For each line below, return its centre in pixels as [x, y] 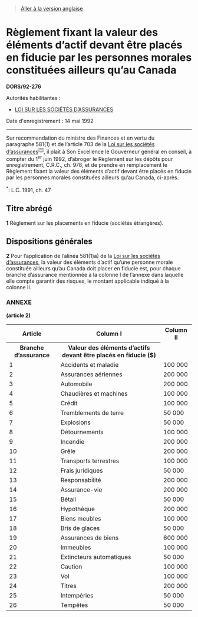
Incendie [72, 442]
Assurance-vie [81, 490]
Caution [71, 567]
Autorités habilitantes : [33, 98]
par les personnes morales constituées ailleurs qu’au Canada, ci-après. [93, 177]
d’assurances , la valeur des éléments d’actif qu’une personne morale [90, 262]
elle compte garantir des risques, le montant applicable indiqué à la [88, 281]
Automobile [76, 384]
